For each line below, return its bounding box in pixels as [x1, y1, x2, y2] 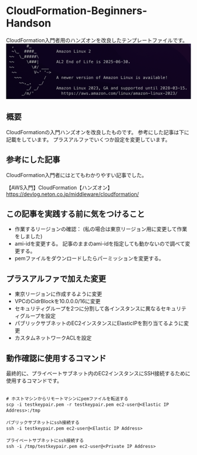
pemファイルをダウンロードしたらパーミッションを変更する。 [14, 255, 164, 262]
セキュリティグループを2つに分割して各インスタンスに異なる [14, 305, 161, 312]
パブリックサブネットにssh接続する [6, 420, 80, 426]
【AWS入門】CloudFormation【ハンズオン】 [6, 184, 113, 191]
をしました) [14, 233, 43, 240]
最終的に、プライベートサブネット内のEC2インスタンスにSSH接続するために [6, 370, 191, 377]
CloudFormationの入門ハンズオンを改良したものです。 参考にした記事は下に [6, 128, 189, 135]
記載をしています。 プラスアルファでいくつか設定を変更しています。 [6, 136, 171, 143]
